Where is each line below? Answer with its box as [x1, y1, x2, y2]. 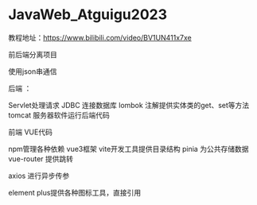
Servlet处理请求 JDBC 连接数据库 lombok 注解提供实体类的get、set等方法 [8, 100, 250, 110]
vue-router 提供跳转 [8, 153, 74, 164]
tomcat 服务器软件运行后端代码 [8, 110, 110, 120]
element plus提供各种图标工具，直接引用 [8, 188, 142, 197]
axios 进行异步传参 [8, 171, 70, 180]
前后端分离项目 [8, 49, 57, 59]
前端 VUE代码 [8, 127, 53, 137]
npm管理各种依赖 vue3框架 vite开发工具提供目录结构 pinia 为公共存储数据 [8, 144, 249, 153]
